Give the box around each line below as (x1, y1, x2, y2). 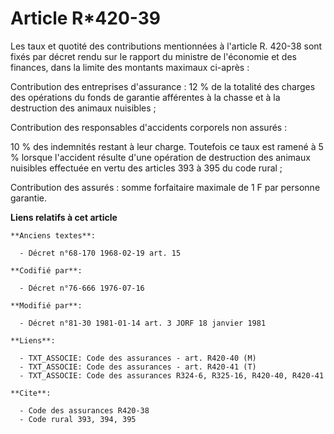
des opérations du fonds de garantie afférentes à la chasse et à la (10, 91, 281, 103)
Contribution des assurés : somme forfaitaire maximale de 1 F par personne (10, 181, 321, 193)
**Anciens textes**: (10, 230, 97, 241)
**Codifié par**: (10, 265, 83, 276)
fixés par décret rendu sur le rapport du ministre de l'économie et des (10, 50, 297, 62)
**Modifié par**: (10, 300, 83, 311)
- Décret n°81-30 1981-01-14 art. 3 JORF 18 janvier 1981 (19, 318, 267, 328)
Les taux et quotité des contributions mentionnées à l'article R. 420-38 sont (10, 40, 323, 52)
